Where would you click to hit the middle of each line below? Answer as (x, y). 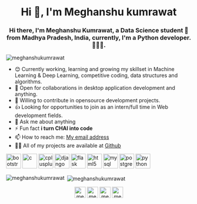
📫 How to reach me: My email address (62, 137)
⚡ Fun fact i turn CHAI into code (54, 128)
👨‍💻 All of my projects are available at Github (68, 146)
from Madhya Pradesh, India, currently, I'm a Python (83, 38)
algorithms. (28, 82)
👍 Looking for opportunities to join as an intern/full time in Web (91, 107)
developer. (175, 38)
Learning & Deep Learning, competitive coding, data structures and (96, 75)
